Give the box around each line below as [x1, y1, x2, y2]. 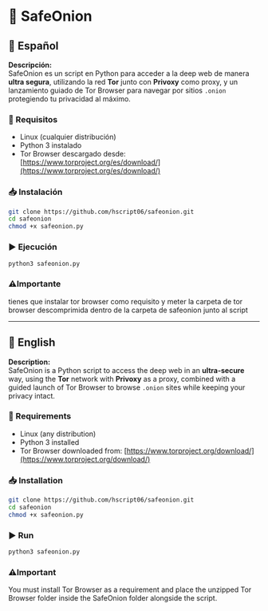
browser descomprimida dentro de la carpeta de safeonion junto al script [8, 305, 249, 315]
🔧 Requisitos [8, 113, 58, 125]
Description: [8, 357, 50, 367]
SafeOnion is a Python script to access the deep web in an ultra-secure [8, 365, 245, 375]
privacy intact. [8, 391, 56, 400]
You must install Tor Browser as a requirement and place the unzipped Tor [8, 585, 252, 594]
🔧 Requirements [8, 411, 72, 422]
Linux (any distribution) [19, 429, 97, 438]
